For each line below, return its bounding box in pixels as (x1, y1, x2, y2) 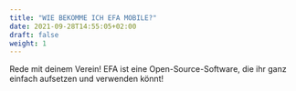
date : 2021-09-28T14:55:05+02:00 (9, 22, 137, 31)
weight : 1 (9, 38, 48, 48)
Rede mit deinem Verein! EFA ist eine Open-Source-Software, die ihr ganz (9, 64, 287, 75)
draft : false (9, 30, 59, 39)
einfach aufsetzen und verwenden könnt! (9, 74, 164, 85)
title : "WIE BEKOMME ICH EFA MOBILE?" (9, 13, 157, 23)
